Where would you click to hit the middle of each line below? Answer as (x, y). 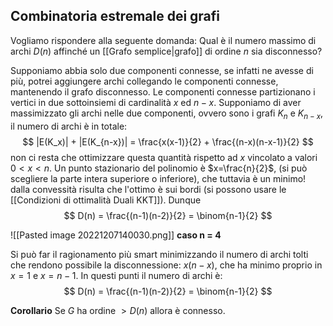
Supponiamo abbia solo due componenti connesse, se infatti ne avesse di (162, 70)
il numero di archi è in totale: (69, 126)
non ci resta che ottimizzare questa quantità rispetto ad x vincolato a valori (164, 157)
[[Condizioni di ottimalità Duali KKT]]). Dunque (106, 200)
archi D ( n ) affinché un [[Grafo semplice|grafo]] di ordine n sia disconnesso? (166, 51)
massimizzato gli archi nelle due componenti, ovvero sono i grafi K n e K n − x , (167, 114)
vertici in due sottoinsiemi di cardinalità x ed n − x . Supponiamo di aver (156, 102)
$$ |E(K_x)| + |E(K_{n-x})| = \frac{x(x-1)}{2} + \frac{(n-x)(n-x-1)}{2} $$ (168, 141)
